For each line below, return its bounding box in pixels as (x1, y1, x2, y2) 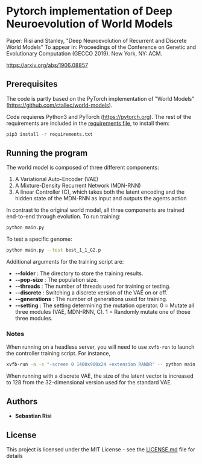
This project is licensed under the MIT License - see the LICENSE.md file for (6, 445, 195, 453)
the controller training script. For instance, (6, 350, 110, 357)
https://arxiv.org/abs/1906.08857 (6, 62, 89, 69)
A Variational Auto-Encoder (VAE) (14, 176, 98, 183)
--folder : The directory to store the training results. (14, 270, 144, 277)
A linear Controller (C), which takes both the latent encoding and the (14, 188, 185, 195)
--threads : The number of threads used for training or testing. (14, 282, 171, 290)
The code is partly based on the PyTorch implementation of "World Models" (6, 95, 195, 102)
